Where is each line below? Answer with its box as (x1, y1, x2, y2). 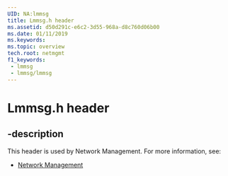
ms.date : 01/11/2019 (7, 30, 69, 37)
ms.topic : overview (7, 43, 65, 50)
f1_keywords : (7, 57, 46, 64)
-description (7, 128, 64, 140)
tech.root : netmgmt (7, 50, 65, 57)
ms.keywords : (7, 37, 46, 44)
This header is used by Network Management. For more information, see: (7, 146, 222, 156)
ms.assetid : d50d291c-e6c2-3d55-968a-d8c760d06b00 (7, 23, 160, 30)
